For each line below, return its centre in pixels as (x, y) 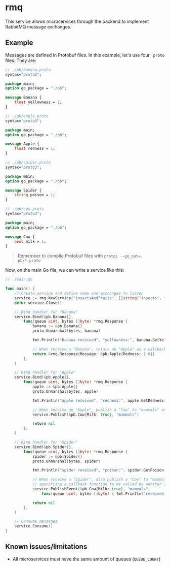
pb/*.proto (29, 261)
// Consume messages (36, 522)
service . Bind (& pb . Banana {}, (44, 317)
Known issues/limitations (46, 547)
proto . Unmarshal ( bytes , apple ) (65, 391)
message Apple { (22, 144)
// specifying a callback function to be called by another (97, 484)
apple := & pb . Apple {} (55, 387)
